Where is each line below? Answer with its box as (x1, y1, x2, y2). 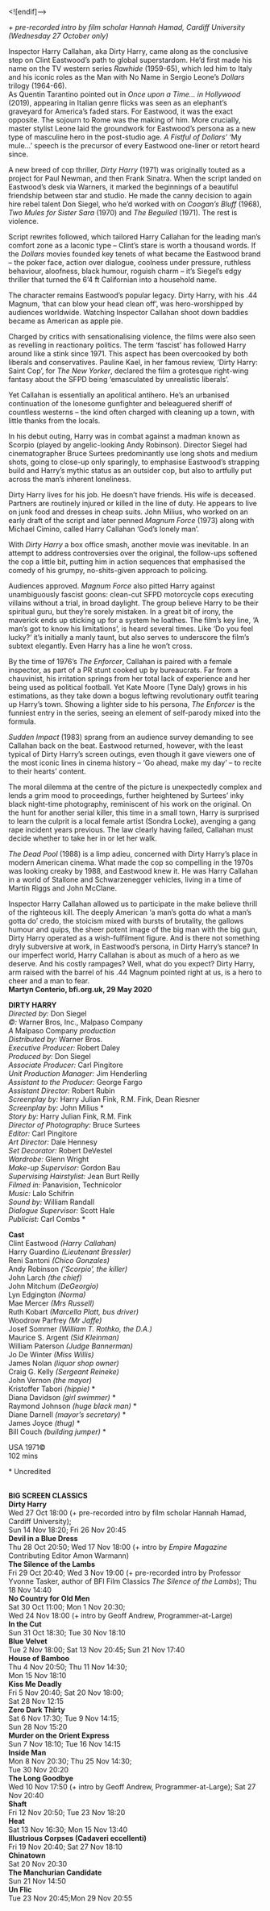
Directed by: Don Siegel (8, 1009, 87, 1018)
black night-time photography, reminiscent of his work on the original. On (8, 800, 251, 808)
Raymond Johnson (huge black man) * (8, 1402, 137, 1410)
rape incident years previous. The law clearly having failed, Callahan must (8, 825, 254, 834)
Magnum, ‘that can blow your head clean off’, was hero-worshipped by (8, 299, 243, 309)
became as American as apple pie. (8, 316, 123, 326)
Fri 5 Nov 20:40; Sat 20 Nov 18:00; (8, 1688, 124, 1697)
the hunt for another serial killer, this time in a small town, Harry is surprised (8, 808, 260, 817)
